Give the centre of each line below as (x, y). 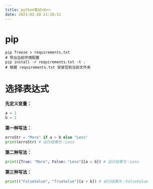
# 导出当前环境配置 (22, 58)
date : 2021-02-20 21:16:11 (33, 14)
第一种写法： (18, 128)
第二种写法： (18, 152)
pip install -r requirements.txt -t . (45, 62)
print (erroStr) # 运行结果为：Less (40, 142)
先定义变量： (18, 103)
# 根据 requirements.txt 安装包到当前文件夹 (48, 67)
